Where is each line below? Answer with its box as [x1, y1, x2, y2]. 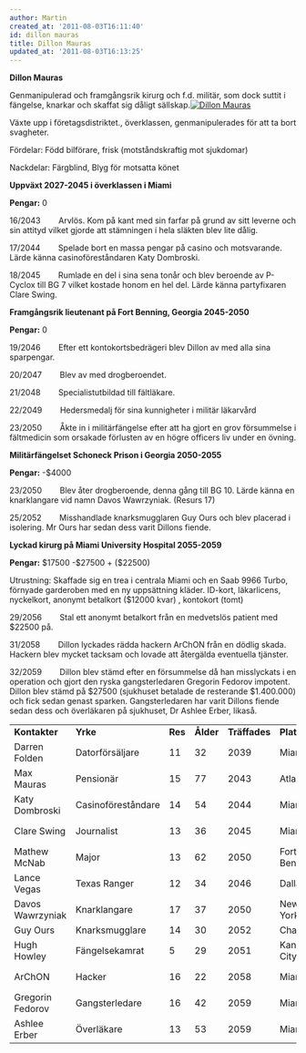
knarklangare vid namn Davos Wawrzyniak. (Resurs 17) [9, 495, 216, 506]
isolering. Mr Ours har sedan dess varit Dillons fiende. [9, 522, 211, 533]
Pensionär [75, 772, 119, 785]
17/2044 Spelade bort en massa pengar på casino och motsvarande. [9, 242, 282, 253]
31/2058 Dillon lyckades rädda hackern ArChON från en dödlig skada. [9, 639, 287, 650]
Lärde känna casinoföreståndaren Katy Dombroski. [9, 252, 200, 263]
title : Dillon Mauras [9, 38, 92, 48]
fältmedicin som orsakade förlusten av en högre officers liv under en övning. [9, 432, 297, 443]
